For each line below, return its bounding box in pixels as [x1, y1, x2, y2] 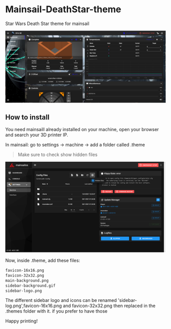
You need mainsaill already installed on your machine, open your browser [5, 126, 159, 133]
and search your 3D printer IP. [5, 132, 69, 138]
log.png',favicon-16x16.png [5, 302, 62, 309]
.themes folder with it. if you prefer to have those [5, 308, 108, 314]
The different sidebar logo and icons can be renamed [5, 297, 117, 303]
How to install [5, 113, 50, 121]
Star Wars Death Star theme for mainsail [5, 20, 90, 27]
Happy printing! [5, 318, 38, 324]
